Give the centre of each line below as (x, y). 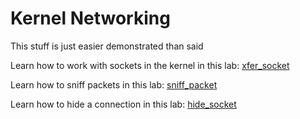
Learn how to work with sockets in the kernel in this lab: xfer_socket (150, 65)
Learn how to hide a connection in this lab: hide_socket (123, 104)
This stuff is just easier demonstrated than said (107, 46)
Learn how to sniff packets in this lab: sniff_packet (114, 84)
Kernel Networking (90, 18)
